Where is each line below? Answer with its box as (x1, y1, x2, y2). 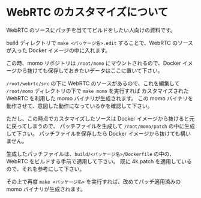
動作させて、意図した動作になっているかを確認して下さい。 (6, 102, 153, 109)
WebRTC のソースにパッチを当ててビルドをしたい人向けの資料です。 (6, 26, 176, 34)
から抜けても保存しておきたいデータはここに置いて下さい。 (16, 67, 163, 74)
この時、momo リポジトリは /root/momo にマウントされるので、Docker (6, 59, 181, 67)
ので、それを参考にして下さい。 (6, 165, 85, 172)
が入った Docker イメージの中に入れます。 (6, 46, 111, 54)
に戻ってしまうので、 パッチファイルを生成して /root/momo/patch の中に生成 (6, 122, 195, 130)
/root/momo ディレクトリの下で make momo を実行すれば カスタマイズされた (6, 87, 189, 94)
